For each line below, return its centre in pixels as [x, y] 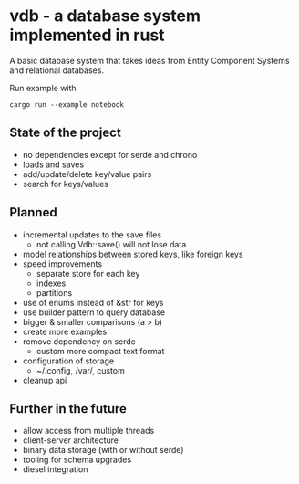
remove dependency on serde [79, 341]
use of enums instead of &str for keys [93, 302]
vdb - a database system [105, 16]
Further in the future [68, 409]
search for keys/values [66, 184]
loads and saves [53, 164]
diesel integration [55, 469]
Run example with [43, 88]
